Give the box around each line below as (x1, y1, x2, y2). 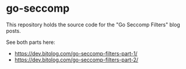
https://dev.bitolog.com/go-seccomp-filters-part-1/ (14, 50, 138, 57)
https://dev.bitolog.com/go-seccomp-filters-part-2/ (14, 56, 139, 63)
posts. (6, 27, 22, 34)
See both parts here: (6, 39, 55, 46)
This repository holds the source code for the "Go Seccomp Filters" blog (6, 21, 181, 28)
